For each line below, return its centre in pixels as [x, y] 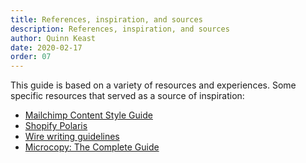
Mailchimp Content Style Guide [88, 115]
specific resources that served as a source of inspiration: [127, 96]
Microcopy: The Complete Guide [92, 147]
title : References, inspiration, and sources [106, 19]
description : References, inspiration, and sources [120, 29]
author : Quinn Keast [53, 38]
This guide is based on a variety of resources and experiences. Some [153, 85]
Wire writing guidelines [72, 137]
